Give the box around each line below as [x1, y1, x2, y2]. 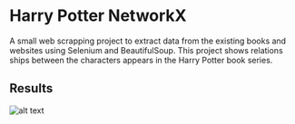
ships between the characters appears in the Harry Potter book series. [9, 54, 273, 65]
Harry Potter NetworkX [9, 5, 188, 26]
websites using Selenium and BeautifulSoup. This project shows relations [9, 44, 283, 55]
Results [9, 81, 54, 96]
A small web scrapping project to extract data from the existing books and [9, 35, 287, 46]
